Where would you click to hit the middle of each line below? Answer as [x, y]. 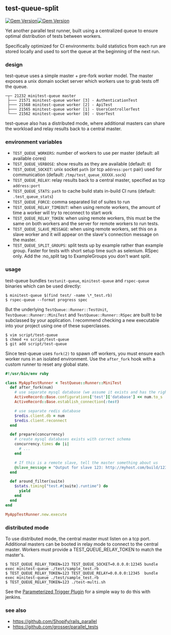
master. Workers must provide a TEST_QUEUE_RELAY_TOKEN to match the [84, 549]
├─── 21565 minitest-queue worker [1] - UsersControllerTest [74, 109]
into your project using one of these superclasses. [58, 325]
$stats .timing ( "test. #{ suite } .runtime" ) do [61, 486]
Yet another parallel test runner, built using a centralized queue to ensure [82, 31]
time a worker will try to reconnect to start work [63, 213]
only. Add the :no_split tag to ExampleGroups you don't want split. [82, 256]
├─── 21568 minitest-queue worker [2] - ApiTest [60, 105]
